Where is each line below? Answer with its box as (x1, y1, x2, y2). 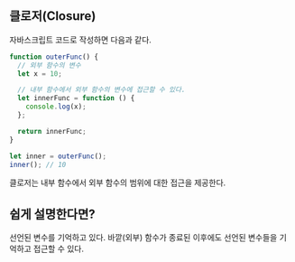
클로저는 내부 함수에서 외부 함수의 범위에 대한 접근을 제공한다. (9, 177, 226, 188)
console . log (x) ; (25, 102, 88, 111)
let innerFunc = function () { (17, 94, 135, 103)
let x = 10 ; (17, 69, 63, 79)
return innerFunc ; (17, 126, 88, 136)
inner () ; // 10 (9, 160, 67, 169)
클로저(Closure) (9, 8, 97, 24)
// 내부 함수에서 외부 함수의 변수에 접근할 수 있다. (17, 85, 186, 95)
